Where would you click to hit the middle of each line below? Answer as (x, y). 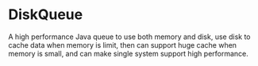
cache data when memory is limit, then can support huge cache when (122, 45)
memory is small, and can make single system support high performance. (128, 53)
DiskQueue (46, 15)
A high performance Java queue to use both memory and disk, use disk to (129, 37)
